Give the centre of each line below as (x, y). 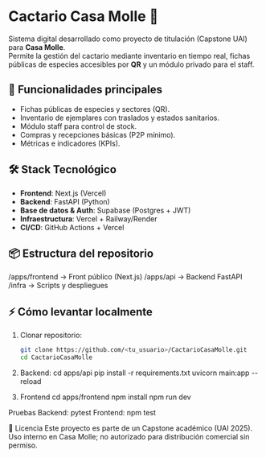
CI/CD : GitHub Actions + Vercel (72, 227)
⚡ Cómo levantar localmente (80, 312)
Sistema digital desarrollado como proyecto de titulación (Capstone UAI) (128, 39)
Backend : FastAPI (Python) (65, 201)
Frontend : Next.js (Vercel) (63, 193)
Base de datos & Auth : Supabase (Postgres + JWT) (105, 210)
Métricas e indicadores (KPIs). (70, 143)
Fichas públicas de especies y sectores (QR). (95, 109)
